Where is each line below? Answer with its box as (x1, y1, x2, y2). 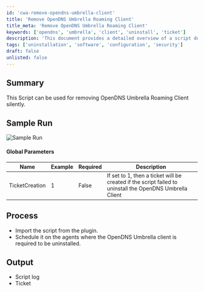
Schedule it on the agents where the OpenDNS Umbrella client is (15, 233, 177, 240)
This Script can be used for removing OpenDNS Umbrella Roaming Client (6, 94, 189, 101)
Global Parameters (6, 148, 55, 155)
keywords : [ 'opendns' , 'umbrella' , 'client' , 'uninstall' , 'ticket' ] (6, 29, 186, 35)
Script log (15, 273, 40, 280)
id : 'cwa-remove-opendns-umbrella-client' (6, 10, 115, 16)
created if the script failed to (107, 178, 178, 186)
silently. (6, 100, 25, 107)
